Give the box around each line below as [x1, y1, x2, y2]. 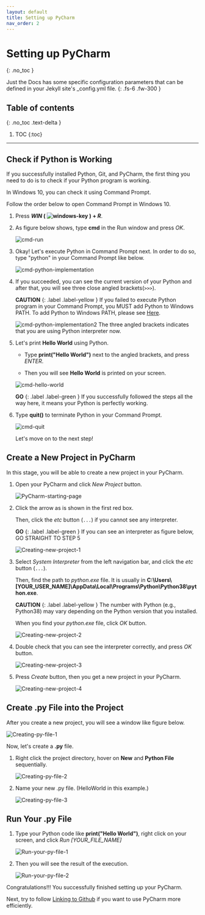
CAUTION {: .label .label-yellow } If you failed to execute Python [15, 296, 176, 303]
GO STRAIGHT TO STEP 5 [15, 534, 81, 542]
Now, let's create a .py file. [6, 742, 74, 750]
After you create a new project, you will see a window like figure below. [6, 719, 185, 726]
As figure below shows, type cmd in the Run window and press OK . [15, 224, 185, 231]
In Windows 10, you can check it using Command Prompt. [6, 188, 151, 196]
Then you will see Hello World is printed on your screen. [24, 369, 167, 376]
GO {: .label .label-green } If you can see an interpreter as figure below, [15, 528, 194, 535]
